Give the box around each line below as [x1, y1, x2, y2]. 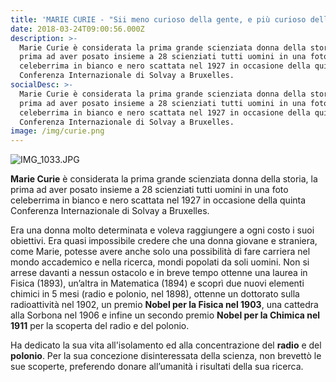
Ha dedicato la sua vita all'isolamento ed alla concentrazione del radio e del [10, 339, 322, 351]
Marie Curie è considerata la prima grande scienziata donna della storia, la [10, 173, 318, 185]
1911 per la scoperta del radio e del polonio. [10, 320, 190, 332]
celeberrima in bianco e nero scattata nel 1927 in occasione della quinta [10, 194, 307, 206]
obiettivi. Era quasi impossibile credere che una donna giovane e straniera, [10, 235, 318, 247]
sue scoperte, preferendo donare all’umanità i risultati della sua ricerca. [10, 361, 304, 373]
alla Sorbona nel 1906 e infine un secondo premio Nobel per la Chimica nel [10, 309, 321, 321]
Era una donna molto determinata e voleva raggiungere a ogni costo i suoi [10, 224, 315, 236]
